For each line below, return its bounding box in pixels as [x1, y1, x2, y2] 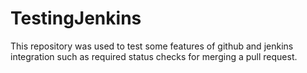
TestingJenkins [10, 7, 142, 30]
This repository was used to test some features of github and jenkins [10, 40, 294, 52]
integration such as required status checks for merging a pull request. [10, 50, 298, 62]
